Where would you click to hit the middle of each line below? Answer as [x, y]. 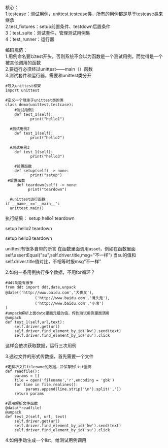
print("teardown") [47, 189]
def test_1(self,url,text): [35, 322]
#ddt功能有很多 [20, 283]
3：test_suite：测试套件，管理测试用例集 [48, 33]
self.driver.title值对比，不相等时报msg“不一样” [53, 261]
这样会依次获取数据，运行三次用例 [41, 345]
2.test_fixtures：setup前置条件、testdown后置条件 [58, 26]
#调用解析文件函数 [22, 403]
